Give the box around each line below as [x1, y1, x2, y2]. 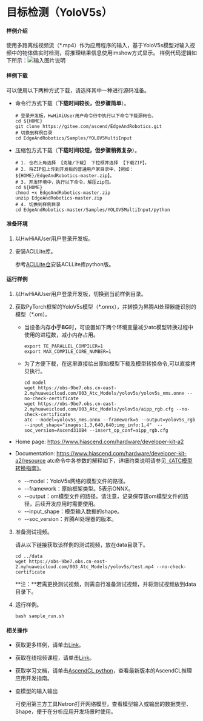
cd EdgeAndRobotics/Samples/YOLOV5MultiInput [15, 135, 132, 141]
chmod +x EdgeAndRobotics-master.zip [15, 189, 111, 196]
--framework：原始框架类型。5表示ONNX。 [24, 485, 134, 492]
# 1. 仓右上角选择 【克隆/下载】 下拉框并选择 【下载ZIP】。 [15, 159, 150, 166]
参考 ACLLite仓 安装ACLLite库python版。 [15, 260, 115, 267]
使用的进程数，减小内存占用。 [24, 331, 99, 338]
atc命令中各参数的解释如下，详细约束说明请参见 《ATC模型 [47, 457, 193, 464]
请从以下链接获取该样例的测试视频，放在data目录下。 [15, 541, 148, 548]
